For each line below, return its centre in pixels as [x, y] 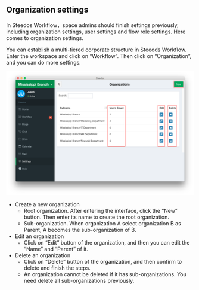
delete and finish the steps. [57, 268]
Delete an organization [42, 255]
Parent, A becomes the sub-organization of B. [80, 230]
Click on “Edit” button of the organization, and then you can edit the [107, 243]
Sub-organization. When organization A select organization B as [102, 224]
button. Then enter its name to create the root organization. [97, 217]
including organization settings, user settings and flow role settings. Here [96, 32]
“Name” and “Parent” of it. [56, 249]
